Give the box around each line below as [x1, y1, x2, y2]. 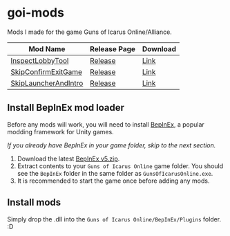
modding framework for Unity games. [7, 127, 114, 136]
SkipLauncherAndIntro [10, 78, 84, 88]
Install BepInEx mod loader [7, 102, 125, 114]
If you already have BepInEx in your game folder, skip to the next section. [7, 140, 216, 149]
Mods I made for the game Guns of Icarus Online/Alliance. [7, 28, 173, 36]
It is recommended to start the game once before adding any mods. [17, 176, 210, 185]
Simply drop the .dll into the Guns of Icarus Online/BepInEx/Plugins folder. [7, 215, 222, 223]
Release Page [89, 44, 136, 53]
